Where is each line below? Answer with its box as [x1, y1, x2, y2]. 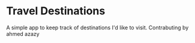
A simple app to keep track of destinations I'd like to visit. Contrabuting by [6, 24, 189, 31]
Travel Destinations [6, 4, 106, 18]
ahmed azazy [6, 30, 40, 37]
